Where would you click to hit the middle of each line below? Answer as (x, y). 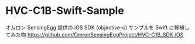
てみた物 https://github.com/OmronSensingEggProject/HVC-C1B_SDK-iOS (95, 34)
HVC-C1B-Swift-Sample (65, 11)
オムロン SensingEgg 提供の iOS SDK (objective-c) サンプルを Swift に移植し (97, 27)
